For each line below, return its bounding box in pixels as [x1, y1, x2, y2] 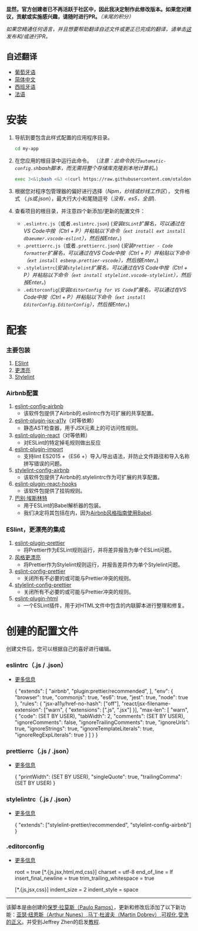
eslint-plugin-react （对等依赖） [14, 432, 91, 439]
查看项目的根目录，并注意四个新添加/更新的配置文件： [14, 207, 146, 214]
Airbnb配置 [6, 389, 39, 397]
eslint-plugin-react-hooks [14, 480, 78, 488]
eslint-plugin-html [14, 595, 58, 602]
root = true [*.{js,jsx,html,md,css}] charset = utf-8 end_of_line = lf [14, 868, 173, 875]
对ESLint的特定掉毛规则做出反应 [23, 439, 101, 446]
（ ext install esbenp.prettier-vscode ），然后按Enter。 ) [23, 256, 159, 263]
